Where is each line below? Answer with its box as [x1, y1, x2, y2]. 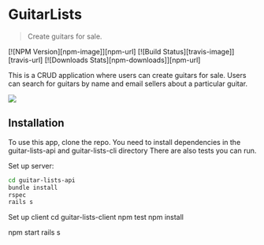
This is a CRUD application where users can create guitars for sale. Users [8, 70, 247, 80]
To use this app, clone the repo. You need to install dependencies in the [8, 137, 241, 147]
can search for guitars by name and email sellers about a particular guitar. [8, 79, 248, 88]
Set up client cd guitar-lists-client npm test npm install [8, 213, 184, 222]
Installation [8, 117, 65, 130]
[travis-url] [8, 55, 43, 65]
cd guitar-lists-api [8, 176, 76, 184]
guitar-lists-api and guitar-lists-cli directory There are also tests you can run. [8, 146, 257, 155]
